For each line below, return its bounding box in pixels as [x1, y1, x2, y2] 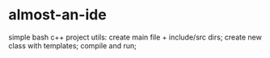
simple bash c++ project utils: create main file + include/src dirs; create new [8, 32, 263, 42]
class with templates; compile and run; [8, 40, 137, 50]
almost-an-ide [8, 6, 107, 24]
